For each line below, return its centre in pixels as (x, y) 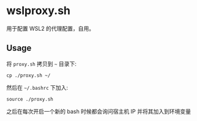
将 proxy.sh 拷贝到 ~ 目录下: (41, 64)
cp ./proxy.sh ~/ (29, 75)
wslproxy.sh (38, 11)
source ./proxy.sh (30, 99)
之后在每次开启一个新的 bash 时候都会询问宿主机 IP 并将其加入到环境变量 (99, 111)
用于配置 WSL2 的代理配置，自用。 (51, 28)
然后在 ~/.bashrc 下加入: (37, 87)
